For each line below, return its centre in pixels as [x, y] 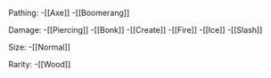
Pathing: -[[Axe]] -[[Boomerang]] [69, 13]
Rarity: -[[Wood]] [40, 64]
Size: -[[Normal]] [39, 47]
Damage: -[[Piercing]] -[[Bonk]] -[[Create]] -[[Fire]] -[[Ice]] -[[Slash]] [135, 30]
